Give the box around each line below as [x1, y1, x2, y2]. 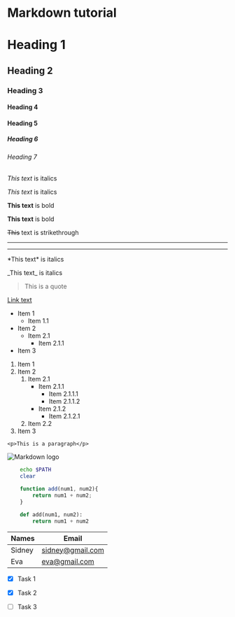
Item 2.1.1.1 [48, 390, 79, 398]
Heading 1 [7, 37, 66, 53]
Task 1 [17, 574, 36, 583]
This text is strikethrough [7, 229, 79, 237]
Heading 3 [7, 85, 43, 95]
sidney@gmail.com [41, 545, 105, 555]
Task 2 [17, 588, 37, 597]
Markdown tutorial [7, 5, 117, 21]
